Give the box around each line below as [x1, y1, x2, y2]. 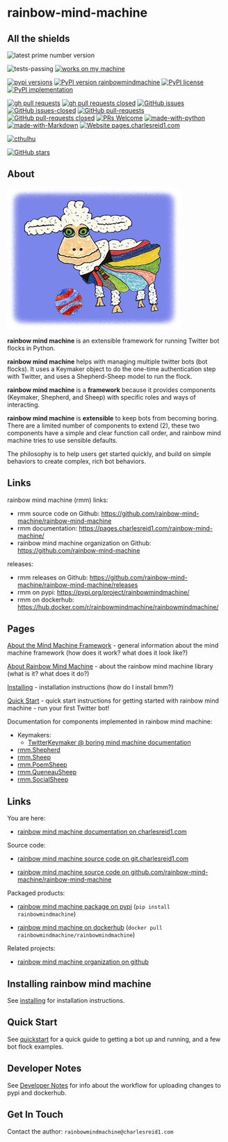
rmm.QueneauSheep [17, 768, 77, 776]
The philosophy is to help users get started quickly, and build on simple [7, 449, 211, 457]
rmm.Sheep [17, 753, 51, 762]
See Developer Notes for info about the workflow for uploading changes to [7, 1081, 221, 1089]
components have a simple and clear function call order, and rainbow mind [7, 428, 221, 437]
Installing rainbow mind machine [7, 978, 152, 990]
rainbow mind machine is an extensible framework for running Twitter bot [7, 336, 220, 345]
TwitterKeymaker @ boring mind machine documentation [27, 738, 191, 746]
